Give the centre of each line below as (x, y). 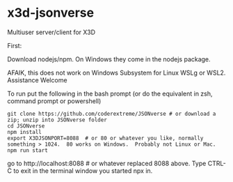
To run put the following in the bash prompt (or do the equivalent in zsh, (110, 93)
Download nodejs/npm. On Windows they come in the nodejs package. (109, 59)
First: (15, 45)
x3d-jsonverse (51, 13)
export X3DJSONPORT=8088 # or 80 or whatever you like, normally (105, 138)
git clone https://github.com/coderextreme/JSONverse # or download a (112, 114)
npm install (24, 132)
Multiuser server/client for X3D (51, 32)
